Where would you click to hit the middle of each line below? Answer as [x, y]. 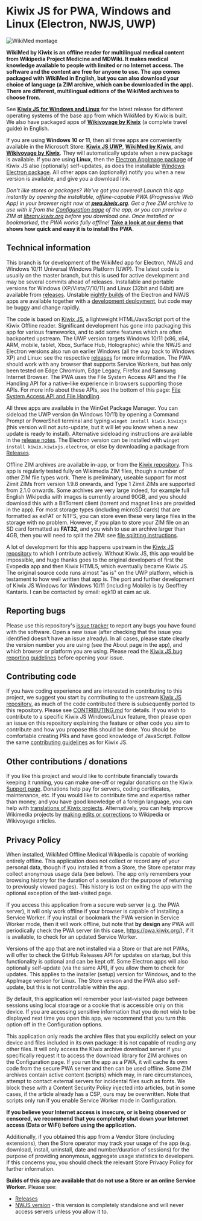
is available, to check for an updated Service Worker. [72, 937]
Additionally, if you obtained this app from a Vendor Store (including [90, 1137]
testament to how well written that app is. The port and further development [100, 579]
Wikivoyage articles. [31, 821]
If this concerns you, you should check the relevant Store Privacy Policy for [99, 1162]
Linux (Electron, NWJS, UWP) [81, 24]
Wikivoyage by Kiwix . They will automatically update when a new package [99, 153]
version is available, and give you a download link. [68, 178]
